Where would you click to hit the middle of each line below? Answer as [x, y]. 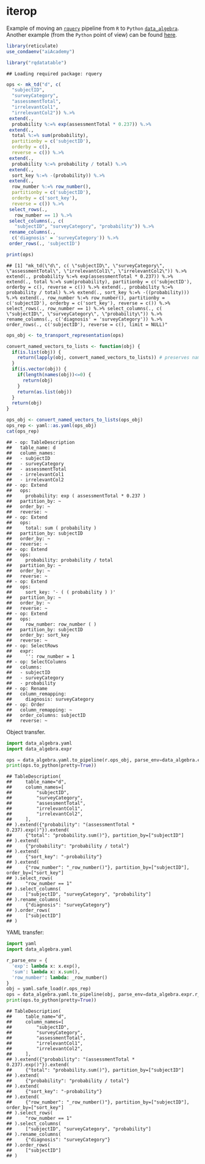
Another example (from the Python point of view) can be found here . [92, 34]
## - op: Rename [27, 688]
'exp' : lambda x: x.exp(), [46, 966]
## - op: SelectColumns [37, 662]
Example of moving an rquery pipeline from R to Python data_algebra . [93, 28]
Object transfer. [26, 732]
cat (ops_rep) [23, 431]
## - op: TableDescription [41, 442]
